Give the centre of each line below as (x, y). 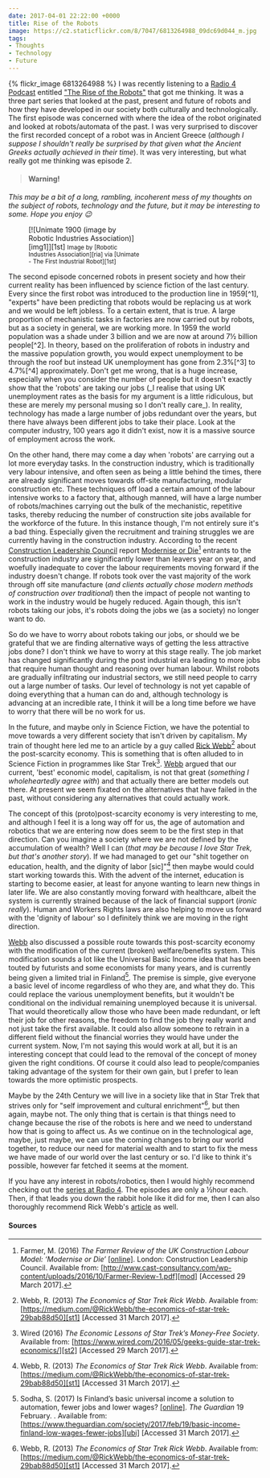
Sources (23, 1225)
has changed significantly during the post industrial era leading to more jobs (135, 660)
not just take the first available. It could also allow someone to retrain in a (129, 1029)
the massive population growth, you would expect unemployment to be (126, 354)
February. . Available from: (63, 1416)
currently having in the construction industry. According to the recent (123, 540)
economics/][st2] (49, 1351)
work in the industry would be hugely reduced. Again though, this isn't (125, 602)
